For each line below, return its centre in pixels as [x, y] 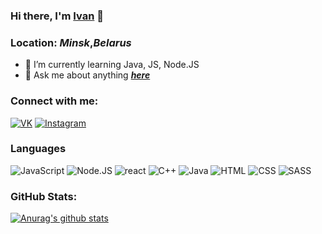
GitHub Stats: [44, 196]
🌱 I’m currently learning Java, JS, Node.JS [112, 65]
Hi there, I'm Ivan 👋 [57, 16]
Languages [38, 149]
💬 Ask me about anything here [87, 75]
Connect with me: [54, 101]
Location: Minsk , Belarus [71, 42]
